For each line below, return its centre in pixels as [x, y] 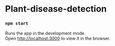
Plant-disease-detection [56, 9]
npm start [17, 23]
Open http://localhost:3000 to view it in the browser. [58, 38]
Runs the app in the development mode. [45, 33]
